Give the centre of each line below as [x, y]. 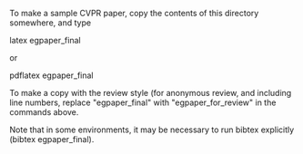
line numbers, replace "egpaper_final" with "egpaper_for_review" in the [143, 102]
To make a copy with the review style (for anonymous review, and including [151, 93]
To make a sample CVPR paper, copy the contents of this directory [134, 13]
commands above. [44, 112]
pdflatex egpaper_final [51, 75]
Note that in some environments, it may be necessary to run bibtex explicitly [152, 130]
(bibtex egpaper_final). [52, 139]
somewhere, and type [50, 23]
